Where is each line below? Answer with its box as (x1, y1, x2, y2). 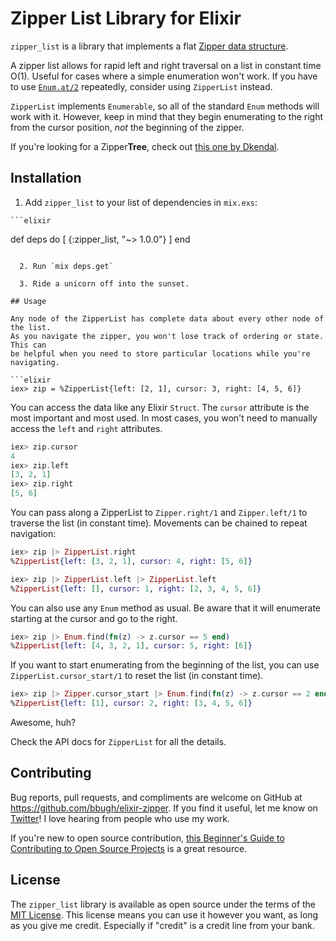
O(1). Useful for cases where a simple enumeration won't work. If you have (10, 70, 318, 82)
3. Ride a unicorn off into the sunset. (19, 278, 190, 289)
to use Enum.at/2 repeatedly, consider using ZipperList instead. (10, 80, 273, 92)
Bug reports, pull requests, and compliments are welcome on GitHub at (10, 791, 303, 803)
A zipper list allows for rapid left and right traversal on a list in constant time (10, 59, 322, 71)
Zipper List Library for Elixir (10, 7, 242, 30)
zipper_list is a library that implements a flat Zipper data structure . (10, 40, 289, 52)
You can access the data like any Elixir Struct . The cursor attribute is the (10, 401, 310, 413)
